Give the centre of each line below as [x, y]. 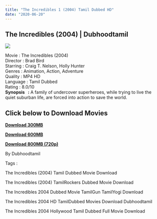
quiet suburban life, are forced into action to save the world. [66, 97]
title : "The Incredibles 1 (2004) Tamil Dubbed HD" [59, 10]
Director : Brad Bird [25, 61]
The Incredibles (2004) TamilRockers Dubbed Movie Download [69, 182]
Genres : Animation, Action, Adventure [44, 71]
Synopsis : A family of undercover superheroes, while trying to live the [78, 92]
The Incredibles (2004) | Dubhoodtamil [67, 34]
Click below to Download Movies [56, 113]
